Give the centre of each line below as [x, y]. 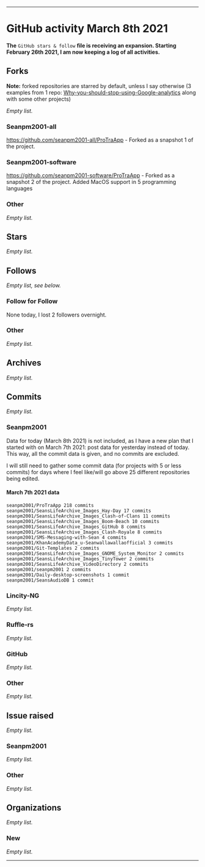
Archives [24, 363]
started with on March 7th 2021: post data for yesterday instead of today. [98, 447]
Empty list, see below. [34, 285]
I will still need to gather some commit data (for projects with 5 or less [94, 466]
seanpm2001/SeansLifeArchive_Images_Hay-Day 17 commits [79, 511]
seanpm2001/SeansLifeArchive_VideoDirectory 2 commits [77, 564]
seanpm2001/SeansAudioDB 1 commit [50, 580]
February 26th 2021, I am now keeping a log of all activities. [83, 52]
